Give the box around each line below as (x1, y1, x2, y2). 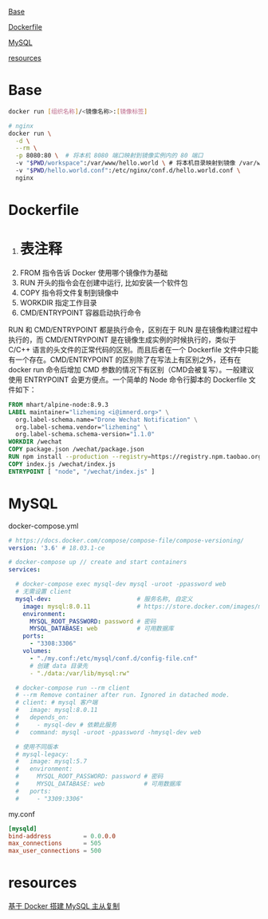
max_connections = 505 (8, 839, 102, 848)
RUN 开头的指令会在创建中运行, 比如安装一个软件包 (19, 277, 188, 287)
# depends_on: (15, 714, 69, 722)
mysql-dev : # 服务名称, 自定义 (15, 595, 193, 603)
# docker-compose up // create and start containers (8, 559, 187, 567)
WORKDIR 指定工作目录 (19, 297, 97, 307)
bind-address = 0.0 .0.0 (8, 832, 116, 840)
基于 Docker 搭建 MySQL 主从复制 (8, 901, 120, 911)
